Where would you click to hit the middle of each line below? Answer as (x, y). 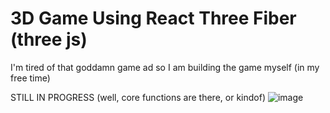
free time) (30, 78)
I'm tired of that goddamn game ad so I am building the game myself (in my (165, 67)
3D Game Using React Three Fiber (153, 18)
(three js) (49, 39)
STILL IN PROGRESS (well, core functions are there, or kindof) (138, 97)
